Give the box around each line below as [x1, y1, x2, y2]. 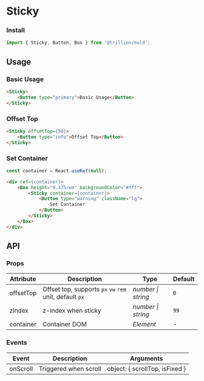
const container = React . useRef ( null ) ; [6, 167, 107, 174]
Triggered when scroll [38, 364, 101, 372]
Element [132, 320, 156, 329]
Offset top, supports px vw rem [42, 285, 126, 293]
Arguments [129, 354, 163, 363]
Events [6, 338, 27, 347]
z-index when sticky [42, 306, 101, 315]
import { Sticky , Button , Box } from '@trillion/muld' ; [6, 40, 151, 46]
